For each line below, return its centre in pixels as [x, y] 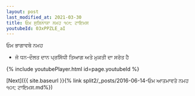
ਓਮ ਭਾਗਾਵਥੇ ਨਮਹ [25, 45]
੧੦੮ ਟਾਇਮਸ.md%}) [29, 88]
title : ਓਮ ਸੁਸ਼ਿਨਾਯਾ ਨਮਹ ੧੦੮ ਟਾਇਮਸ [47, 23]
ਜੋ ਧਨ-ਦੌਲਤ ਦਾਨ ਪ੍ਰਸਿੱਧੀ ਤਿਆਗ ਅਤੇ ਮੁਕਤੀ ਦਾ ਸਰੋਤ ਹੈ [72, 57]
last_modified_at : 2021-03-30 [44, 17]
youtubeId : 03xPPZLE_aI [36, 28]
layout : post [22, 12]
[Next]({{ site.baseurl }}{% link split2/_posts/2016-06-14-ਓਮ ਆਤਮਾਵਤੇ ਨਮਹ [97, 80]
